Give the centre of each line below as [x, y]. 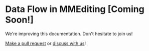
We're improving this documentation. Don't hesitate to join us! [69, 33]
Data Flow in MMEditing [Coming [75, 9]
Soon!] [20, 20]
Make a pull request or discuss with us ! [46, 43]
